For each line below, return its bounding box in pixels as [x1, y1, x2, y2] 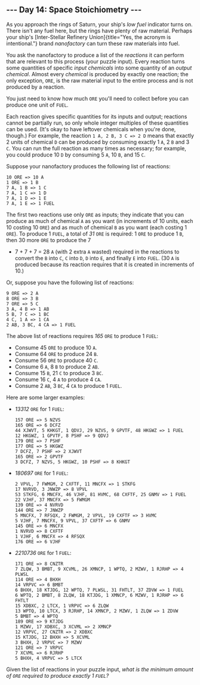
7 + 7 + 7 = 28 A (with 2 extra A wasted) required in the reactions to [14, 248, 180, 255]
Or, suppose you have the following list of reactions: [6, 279, 134, 286]
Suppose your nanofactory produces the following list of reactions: [6, 162, 171, 170]
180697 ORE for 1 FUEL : [14, 469, 69, 476]
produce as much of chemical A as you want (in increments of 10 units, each [6, 217, 193, 224]
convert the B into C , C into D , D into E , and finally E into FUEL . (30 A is [14, 254, 180, 261]
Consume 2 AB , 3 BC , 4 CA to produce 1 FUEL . [14, 382, 122, 389]
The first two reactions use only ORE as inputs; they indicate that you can [6, 211, 184, 218]
